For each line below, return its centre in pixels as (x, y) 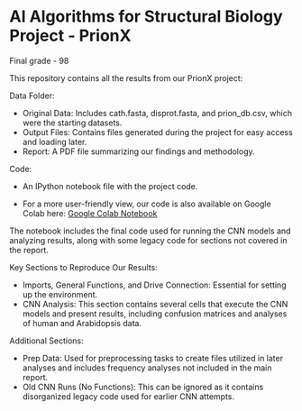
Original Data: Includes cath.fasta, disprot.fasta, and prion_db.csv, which (157, 113)
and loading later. (55, 142)
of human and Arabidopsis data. (82, 323)
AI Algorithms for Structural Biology (146, 17)
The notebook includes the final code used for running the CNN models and (150, 231)
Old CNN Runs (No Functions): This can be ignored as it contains (143, 387)
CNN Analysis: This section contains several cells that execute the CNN (155, 304)
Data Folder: (32, 96)
